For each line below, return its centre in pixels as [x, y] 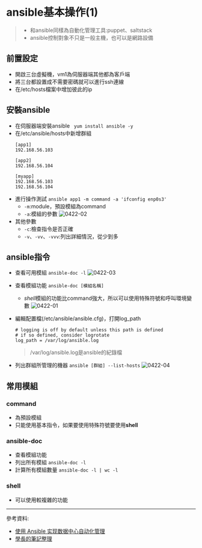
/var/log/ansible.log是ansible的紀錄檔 [76, 352]
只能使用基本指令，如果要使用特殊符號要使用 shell [76, 425]
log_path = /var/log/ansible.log [57, 341]
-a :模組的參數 [41, 214]
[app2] [23, 160]
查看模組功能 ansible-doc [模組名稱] [59, 285]
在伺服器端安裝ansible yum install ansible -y [74, 126]
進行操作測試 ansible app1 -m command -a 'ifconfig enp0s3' [91, 199]
